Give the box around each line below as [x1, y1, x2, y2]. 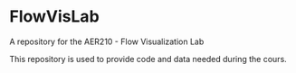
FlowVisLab [9, 6, 100, 27]
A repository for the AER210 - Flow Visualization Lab [9, 36, 205, 47]
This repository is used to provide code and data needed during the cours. [9, 53, 287, 64]
